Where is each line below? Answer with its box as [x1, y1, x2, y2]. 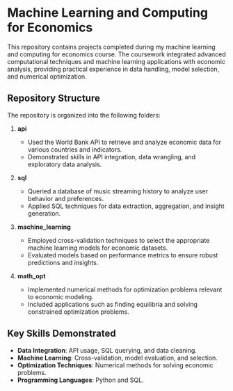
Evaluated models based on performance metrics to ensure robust [27, 250, 218, 259]
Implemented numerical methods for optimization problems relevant [27, 285, 223, 294]
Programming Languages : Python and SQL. [17, 376, 144, 384]
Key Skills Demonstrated [7, 328, 116, 340]
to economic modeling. [27, 292, 94, 301]
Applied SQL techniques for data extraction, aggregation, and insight [27, 202, 225, 210]
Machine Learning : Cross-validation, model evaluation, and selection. [17, 353, 218, 362]
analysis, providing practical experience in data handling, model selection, [7, 65, 220, 73]
